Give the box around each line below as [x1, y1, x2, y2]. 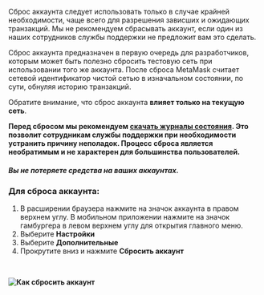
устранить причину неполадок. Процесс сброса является [8, 139, 213, 147]
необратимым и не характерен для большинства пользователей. [8, 147, 241, 156]
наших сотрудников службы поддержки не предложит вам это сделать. [8, 32, 257, 42]
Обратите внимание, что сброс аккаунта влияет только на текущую [8, 98, 245, 107]
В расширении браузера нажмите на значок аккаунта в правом [19, 204, 239, 213]
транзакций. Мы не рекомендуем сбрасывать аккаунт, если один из [8, 24, 243, 33]
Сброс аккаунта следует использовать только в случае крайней [8, 7, 230, 16]
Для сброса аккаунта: [8, 185, 100, 196]
